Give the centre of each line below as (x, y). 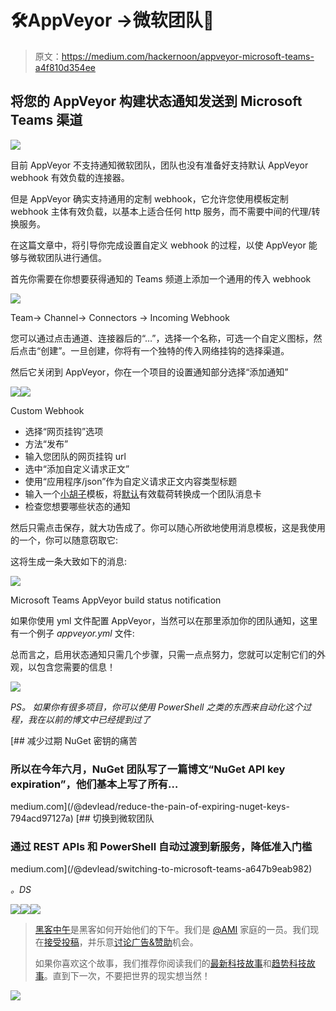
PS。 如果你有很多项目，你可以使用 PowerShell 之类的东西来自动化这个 (156, 707)
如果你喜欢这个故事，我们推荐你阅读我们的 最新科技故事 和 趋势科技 (170, 963)
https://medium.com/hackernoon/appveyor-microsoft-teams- (188, 56)
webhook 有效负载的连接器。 (70, 177)
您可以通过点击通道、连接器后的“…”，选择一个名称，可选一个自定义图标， (162, 338)
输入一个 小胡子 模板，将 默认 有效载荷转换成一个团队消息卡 (143, 493)
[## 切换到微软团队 (115, 818)
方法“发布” (46, 443)
